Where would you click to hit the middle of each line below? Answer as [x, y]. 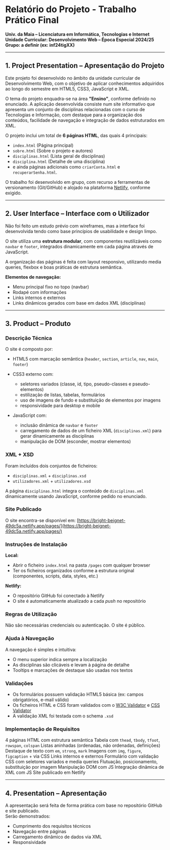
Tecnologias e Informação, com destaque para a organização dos [74, 115]
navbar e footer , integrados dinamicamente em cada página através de [79, 246]
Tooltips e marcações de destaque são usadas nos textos [73, 670]
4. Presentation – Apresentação [56, 793]
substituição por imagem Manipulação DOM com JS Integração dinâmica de [85, 767]
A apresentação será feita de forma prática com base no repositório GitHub [84, 805]
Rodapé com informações [39, 292]
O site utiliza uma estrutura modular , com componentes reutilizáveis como [83, 241]
